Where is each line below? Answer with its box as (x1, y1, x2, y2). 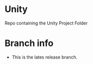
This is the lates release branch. (11, 54, 78, 60)
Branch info (4, 37, 54, 49)
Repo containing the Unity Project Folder (4, 20, 88, 26)
